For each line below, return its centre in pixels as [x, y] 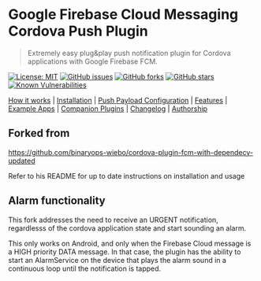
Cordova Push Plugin [78, 31]
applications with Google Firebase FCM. [92, 61]
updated [22, 161]
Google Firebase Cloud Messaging [123, 15]
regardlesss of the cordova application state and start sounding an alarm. [127, 228]
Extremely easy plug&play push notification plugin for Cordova [129, 53]
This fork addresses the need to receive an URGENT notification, [113, 220]
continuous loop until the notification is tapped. [85, 268]
